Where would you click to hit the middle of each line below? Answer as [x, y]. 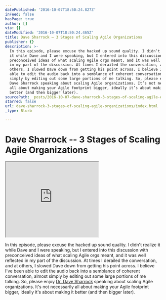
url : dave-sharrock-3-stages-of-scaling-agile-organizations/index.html [82, 106]
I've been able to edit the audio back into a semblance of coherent [73, 271]
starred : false [21, 102]
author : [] [16, 23]
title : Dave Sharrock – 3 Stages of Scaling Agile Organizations [74, 38]
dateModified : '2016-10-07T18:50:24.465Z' [49, 33]
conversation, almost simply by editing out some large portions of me [76, 276]
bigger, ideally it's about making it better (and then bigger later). [70, 292]
